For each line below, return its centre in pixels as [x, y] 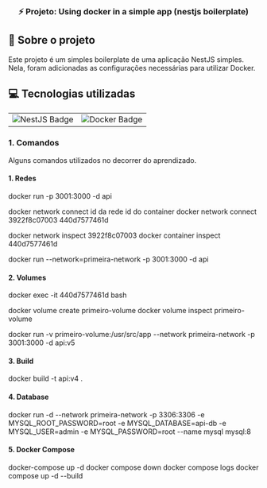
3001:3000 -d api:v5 [42, 343]
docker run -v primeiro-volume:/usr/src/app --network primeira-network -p [132, 335]
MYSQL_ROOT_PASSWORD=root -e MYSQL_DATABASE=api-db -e [117, 423]
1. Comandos [34, 143]
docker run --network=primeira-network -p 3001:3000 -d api [108, 259]
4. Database [29, 397]
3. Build [21, 361]
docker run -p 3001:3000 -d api [60, 196]
